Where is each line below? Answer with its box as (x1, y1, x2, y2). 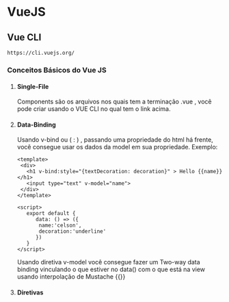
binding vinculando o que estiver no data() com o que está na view (16, 265, 206, 274)
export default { (26, 210, 76, 217)
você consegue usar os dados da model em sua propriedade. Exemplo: (16, 143, 218, 151)
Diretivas (16, 288, 44, 297)
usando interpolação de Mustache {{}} (16, 273, 126, 281)
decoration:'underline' (38, 228, 107, 235)
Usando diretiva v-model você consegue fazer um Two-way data (16, 258, 200, 266)
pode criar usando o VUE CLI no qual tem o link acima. (16, 105, 171, 113)
